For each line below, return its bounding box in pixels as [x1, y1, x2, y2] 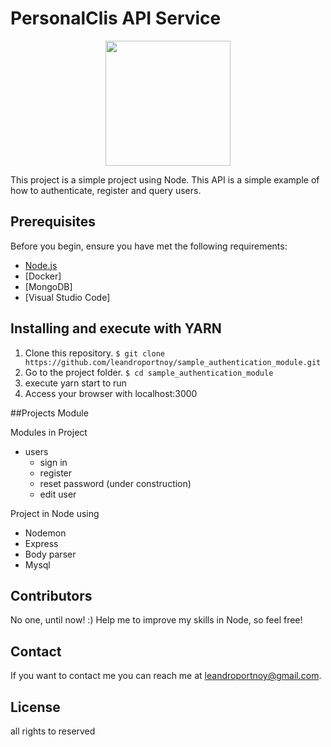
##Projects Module [10, 407, 89, 419]
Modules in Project [10, 426, 88, 438]
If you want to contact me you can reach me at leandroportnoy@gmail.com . [10, 670, 322, 682]
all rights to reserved [10, 725, 96, 737]
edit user [39, 488, 77, 500]
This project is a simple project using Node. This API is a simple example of [10, 173, 320, 186]
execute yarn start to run [24, 377, 127, 389]
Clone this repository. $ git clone [24, 347, 166, 359]
